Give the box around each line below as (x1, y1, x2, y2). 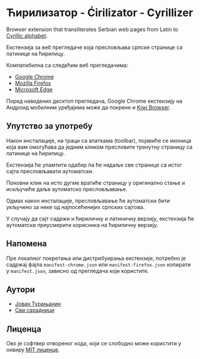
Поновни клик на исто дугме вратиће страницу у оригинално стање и (6, 179, 185, 186)
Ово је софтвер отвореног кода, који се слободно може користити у (6, 340, 181, 347)
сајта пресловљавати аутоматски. (6, 167, 94, 174)
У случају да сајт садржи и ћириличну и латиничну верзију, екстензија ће (6, 215, 195, 222)
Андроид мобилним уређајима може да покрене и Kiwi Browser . (6, 103, 171, 111)
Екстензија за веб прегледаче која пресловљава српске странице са (6, 44, 183, 51)
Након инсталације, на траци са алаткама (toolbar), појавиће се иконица (6, 137, 192, 144)
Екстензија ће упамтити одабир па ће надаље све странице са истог (6, 161, 182, 168)
